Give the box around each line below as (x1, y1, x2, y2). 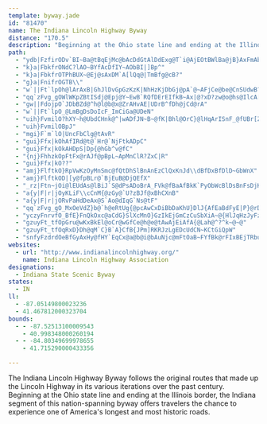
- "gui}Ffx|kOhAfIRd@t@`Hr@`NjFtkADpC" (15, 137, 148, 146)
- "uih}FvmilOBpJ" (15, 123, 77, 130)
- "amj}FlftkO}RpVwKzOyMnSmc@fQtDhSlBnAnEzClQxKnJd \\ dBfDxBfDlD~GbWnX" (15, 167, 258, 175)
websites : (8, 241, 41, 249)
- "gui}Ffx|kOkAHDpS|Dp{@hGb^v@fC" (15, 145, 133, 153)
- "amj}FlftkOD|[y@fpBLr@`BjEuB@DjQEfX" (15, 174, 151, 183)
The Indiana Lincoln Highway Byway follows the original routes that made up (8, 373, 259, 383)
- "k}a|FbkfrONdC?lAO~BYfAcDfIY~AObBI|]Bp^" (15, 64, 165, 72)
